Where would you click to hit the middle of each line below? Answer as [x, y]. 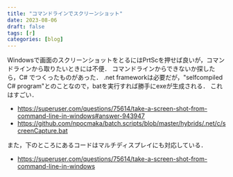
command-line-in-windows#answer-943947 [81, 116]
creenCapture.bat [42, 131]
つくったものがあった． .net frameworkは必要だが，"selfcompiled [129, 78]
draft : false [26, 26]
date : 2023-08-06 [32, 20]
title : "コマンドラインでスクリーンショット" [65, 14]
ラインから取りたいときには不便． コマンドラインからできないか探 [108, 69]
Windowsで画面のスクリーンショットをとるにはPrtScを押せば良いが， [107, 60]
